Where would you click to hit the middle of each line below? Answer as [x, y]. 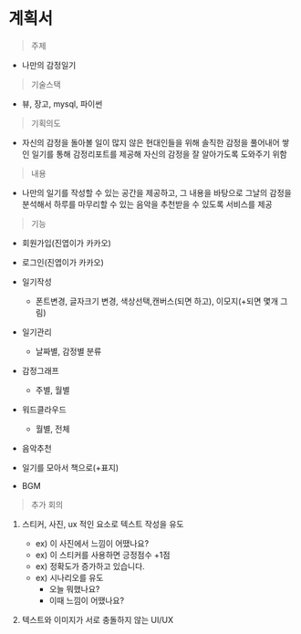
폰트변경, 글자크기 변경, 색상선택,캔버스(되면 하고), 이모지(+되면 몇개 [157, 301]
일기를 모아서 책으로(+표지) [70, 467]
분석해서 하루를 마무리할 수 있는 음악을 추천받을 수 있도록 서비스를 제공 [147, 204]
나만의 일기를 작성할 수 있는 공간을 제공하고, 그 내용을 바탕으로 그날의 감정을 [157, 192]
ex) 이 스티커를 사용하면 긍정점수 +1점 [103, 555]
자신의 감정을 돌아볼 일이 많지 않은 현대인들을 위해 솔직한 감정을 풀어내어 [150, 142]
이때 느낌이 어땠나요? [87, 600]
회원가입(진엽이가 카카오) [66, 243]
